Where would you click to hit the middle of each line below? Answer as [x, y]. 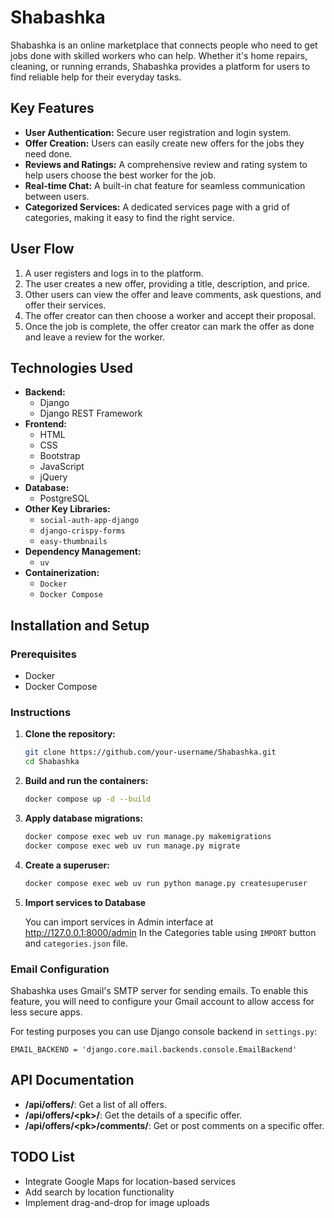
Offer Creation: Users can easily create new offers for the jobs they [164, 143]
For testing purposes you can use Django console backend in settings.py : [164, 1031]
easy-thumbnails [73, 542]
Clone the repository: [70, 734]
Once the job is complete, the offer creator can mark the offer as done [169, 326]
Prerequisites [43, 654]
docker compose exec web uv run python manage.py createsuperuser [166, 883]
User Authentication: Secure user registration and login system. [158, 132]
